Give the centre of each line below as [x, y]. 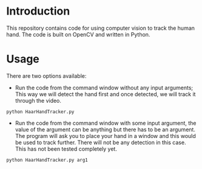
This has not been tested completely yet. [66, 149]
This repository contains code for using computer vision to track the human [101, 28]
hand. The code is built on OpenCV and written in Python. [78, 34]
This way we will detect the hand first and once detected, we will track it [105, 94]
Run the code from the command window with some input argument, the [106, 123]
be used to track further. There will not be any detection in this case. [100, 142]
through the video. [38, 100]
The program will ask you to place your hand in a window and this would [105, 136]
